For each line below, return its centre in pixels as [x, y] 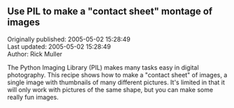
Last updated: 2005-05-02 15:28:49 [59, 46]
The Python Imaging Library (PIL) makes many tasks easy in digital [103, 67]
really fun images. [33, 97]
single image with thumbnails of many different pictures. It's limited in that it [116, 82]
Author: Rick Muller [35, 54]
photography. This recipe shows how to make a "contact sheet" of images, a [117, 75]
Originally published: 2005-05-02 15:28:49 [69, 39]
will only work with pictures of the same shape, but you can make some [110, 89]
